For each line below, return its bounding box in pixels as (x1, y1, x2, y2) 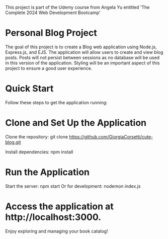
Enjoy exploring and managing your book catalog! (5, 228, 108, 234)
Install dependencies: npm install (5, 148, 73, 155)
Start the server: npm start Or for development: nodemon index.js (5, 183, 141, 189)
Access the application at (5, 201, 114, 212)
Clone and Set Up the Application (5, 117, 147, 129)
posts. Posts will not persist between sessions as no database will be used (5, 54, 160, 60)
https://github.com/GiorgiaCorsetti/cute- (69, 133, 153, 140)
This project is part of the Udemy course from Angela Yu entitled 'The (5, 5, 150, 10)
